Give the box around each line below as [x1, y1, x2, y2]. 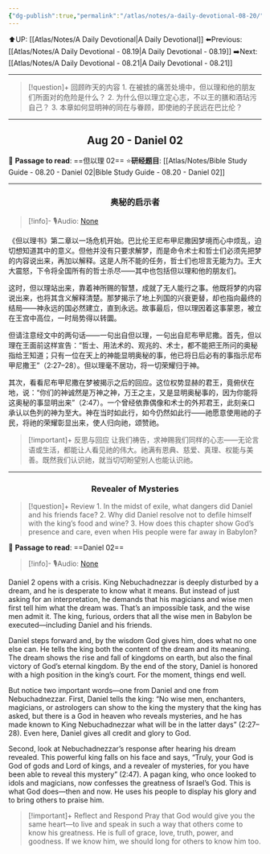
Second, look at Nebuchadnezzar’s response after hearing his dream [8, 744, 236, 753]
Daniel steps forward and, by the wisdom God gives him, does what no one [8, 636, 257, 646]
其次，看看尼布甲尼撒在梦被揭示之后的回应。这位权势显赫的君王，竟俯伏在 [8, 377, 255, 387]
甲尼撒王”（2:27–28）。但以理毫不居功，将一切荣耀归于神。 [8, 360, 204, 370]
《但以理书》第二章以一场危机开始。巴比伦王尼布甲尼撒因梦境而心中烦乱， [8, 235, 255, 245]
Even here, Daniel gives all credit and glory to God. [23, 728, 191, 738]
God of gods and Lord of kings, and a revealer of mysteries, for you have [8, 761, 249, 771]
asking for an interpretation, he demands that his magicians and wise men [8, 595, 253, 604]
